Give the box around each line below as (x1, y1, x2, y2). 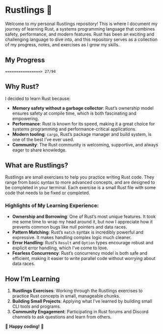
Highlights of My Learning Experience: (5, 202, 99, 209)
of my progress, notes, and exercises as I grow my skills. (5, 41, 120, 47)
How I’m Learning (5, 275, 60, 283)
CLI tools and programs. (12, 303, 61, 309)
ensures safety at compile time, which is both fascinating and (12, 110, 136, 116)
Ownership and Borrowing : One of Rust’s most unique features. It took (12, 213, 156, 219)
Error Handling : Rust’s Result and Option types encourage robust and (12, 239, 154, 245)
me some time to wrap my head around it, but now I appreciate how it (12, 219, 153, 225)
